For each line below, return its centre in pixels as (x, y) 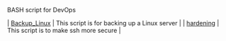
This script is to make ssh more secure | (64, 30)
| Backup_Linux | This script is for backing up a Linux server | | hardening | (113, 23)
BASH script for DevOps (41, 10)
